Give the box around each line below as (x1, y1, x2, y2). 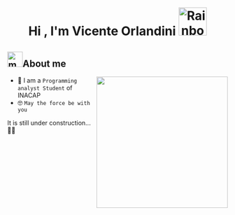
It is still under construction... (7, 119, 91, 127)
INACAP (17, 91, 41, 99)
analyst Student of (17, 84, 73, 92)
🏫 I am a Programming (17, 76, 78, 84)
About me (22, 57, 66, 69)
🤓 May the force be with (17, 99, 91, 106)
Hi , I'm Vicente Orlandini (28, 23, 176, 39)
